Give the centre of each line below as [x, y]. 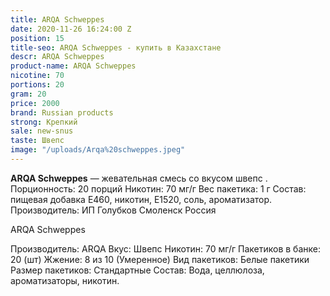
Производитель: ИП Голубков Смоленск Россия [113, 210]
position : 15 [37, 38]
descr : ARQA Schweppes [57, 57]
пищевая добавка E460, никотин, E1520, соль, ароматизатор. [141, 199]
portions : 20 [37, 85]
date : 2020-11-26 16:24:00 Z [71, 29]
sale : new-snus [42, 131]
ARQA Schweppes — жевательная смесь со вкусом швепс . [139, 178]
